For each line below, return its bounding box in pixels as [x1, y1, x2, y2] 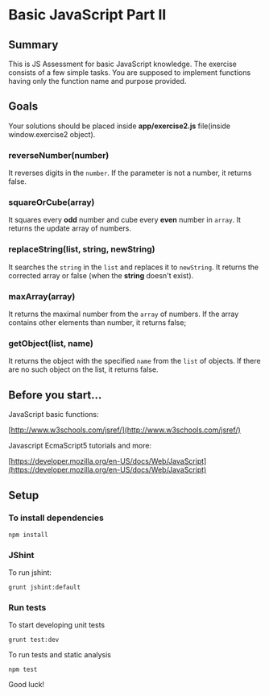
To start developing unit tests [8, 620, 106, 630]
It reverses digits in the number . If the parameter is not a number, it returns [8, 168, 252, 178]
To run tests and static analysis [8, 650, 111, 660]
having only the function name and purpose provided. [8, 77, 187, 85]
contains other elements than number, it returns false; [8, 318, 187, 327]
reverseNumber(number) [8, 149, 110, 160]
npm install [8, 531, 48, 539]
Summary [8, 38, 59, 52]
